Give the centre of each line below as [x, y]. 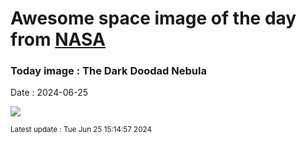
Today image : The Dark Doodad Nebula [108, 71]
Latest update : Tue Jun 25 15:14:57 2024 [81, 130]
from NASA [58, 39]
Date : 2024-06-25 [49, 93]
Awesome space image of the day [153, 18]
